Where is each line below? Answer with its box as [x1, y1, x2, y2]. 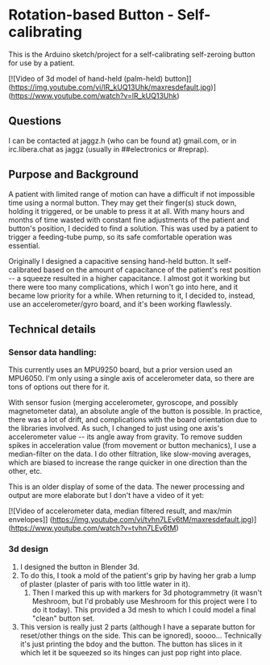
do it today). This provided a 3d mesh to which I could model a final [31, 604, 256, 614]
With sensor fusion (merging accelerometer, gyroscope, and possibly [8, 398, 239, 408]
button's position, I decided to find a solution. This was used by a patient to [8, 224, 258, 233]
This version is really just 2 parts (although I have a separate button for [19, 621, 255, 631]
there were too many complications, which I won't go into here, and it [8, 282, 239, 291]
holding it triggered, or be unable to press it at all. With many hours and [8, 206, 245, 215]
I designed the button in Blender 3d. [19, 562, 139, 571]
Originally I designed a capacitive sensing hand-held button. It [8, 256, 215, 266]
